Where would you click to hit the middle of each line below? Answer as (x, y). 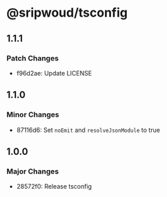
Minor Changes (33, 114)
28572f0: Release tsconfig (54, 187)
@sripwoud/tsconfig (67, 13)
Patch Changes (33, 58)
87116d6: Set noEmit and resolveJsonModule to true (88, 130)
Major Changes (33, 171)
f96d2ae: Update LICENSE (54, 73)
